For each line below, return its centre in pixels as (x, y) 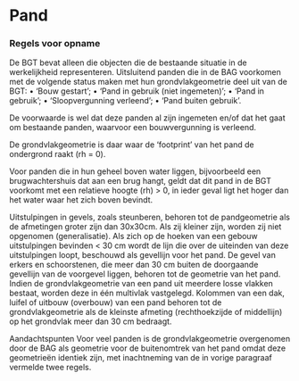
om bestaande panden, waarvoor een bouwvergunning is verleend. (133, 128)
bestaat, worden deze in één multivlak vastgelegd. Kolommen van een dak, (147, 293)
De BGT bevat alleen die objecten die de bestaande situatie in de (128, 62)
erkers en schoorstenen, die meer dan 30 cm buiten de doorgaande (134, 265)
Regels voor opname (55, 44)
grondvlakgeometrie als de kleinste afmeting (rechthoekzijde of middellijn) (146, 312)
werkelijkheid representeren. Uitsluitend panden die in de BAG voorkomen (145, 72)
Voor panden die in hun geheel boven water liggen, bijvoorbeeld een (135, 171)
